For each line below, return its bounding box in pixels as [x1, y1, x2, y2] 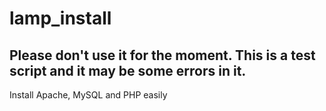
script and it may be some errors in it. [9, 62, 247, 79]
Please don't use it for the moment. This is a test [9, 47, 316, 64]
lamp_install [9, 7, 112, 30]
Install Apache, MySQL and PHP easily [9, 89, 168, 101]
